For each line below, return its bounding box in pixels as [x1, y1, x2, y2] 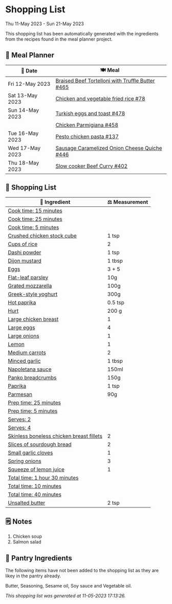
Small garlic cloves [8, 449, 53, 456]
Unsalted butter [8, 499, 46, 506]
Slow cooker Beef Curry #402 [55, 162, 128, 169]
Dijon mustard [8, 257, 42, 264]
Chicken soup [12, 533, 42, 540]
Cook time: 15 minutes [8, 207, 62, 214]
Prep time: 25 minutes [8, 399, 61, 406]
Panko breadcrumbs [8, 374, 57, 381]
